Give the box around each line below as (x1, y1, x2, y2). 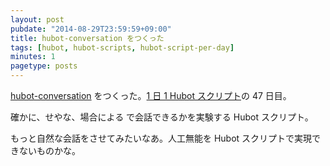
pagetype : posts (10, 61, 78, 71)
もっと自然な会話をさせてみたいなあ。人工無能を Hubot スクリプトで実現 (10, 132, 313, 144)
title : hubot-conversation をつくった (10, 33, 165, 43)
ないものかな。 (18, 145, 81, 156)
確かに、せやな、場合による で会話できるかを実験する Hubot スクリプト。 (10, 111, 314, 123)
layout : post (10, 14, 65, 25)
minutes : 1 (10, 52, 56, 62)
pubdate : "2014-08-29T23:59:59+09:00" (10, 24, 172, 34)
